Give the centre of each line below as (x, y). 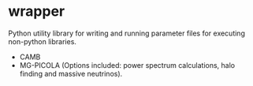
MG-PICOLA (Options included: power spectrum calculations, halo (127, 65)
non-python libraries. (43, 41)
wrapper (37, 11)
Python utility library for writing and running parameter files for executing (127, 33)
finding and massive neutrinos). (71, 73)
